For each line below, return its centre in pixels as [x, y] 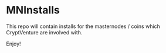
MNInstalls [33, 10]
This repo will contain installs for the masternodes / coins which [83, 26]
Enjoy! [14, 44]
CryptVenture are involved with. [44, 32]
